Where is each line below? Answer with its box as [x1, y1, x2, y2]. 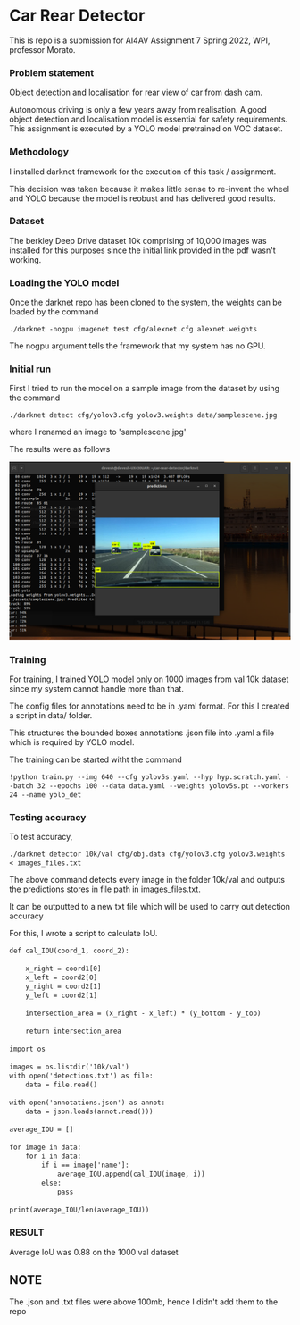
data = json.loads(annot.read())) [25, 1107, 154, 1117]
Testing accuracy [9, 811, 87, 824]
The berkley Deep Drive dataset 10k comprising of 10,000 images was [9, 235, 267, 246]
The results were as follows [9, 444, 111, 455]
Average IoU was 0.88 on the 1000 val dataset [9, 1246, 179, 1257]
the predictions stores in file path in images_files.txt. [9, 884, 201, 894]
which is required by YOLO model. [9, 737, 136, 748]
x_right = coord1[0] [25, 964, 102, 974]
